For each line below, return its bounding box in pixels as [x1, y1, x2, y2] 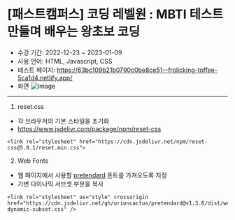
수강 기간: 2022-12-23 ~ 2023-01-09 [17, 48, 122, 57]
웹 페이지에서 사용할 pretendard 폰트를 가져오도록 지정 [17, 170, 167, 179]
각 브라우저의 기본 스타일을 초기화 [17, 117, 110, 125]
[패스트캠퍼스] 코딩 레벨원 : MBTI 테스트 [7, 6, 224, 22]
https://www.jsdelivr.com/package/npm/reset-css [17, 124, 162, 133]
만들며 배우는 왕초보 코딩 [7, 24, 141, 40]
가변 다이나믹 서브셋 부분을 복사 [17, 179, 104, 188]
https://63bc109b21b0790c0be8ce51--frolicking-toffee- [57, 66, 218, 74]
